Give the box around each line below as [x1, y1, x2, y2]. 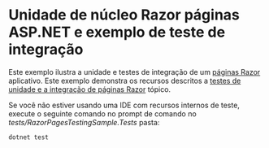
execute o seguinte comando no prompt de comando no [8, 108, 197, 119]
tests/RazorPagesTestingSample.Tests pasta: [8, 117, 160, 127]
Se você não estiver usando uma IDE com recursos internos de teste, [8, 100, 240, 110]
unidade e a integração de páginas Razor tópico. [8, 84, 171, 94]
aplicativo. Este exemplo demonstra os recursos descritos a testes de [8, 76, 241, 85]
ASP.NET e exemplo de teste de [8, 23, 226, 41]
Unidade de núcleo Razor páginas [8, 6, 240, 24]
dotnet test [8, 133, 49, 141]
